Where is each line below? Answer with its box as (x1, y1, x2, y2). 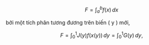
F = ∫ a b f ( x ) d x (85, 5, 119, 14)
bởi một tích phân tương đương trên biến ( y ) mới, (5, 19, 130, 26)
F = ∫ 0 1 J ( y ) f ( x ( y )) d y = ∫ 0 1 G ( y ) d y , (60, 31, 144, 40)
